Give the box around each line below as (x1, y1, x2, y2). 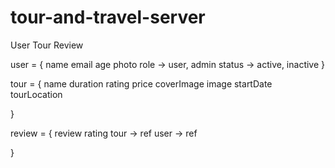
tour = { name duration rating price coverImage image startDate (10, 77, 273, 90)
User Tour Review (10, 39, 84, 51)
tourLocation (10, 88, 63, 100)
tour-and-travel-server (10, 6, 206, 29)
